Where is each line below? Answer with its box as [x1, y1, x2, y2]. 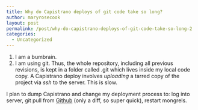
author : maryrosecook [6, 14, 61, 20]
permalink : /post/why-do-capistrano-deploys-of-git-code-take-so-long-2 [6, 25, 193, 32]
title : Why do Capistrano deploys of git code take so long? [6, 8, 163, 15]
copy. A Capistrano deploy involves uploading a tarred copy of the [14, 73, 180, 79]
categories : [6, 31, 36, 37]
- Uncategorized [11, 37, 52, 43]
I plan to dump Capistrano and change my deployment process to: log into [6, 91, 190, 97]
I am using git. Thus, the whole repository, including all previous [14, 60, 173, 67]
